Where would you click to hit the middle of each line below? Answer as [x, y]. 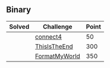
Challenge [57, 26]
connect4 [48, 36]
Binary [19, 10]
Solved [19, 26]
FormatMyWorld [57, 56]
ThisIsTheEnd [54, 46]
